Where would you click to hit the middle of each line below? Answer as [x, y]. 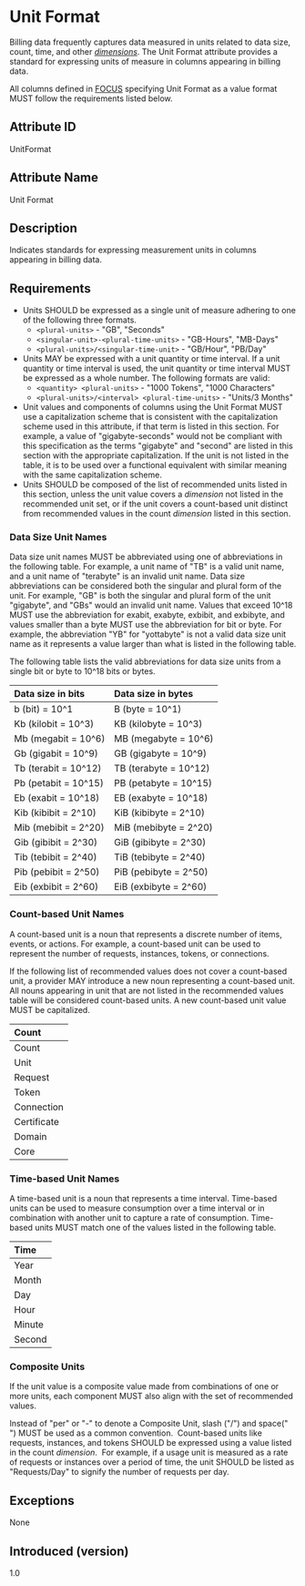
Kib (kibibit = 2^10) [56, 813]
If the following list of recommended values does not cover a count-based [148, 971]
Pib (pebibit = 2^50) [57, 872]
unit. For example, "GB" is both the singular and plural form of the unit [140, 596]
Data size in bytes [153, 694]
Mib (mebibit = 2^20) [59, 828]
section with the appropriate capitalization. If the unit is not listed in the [156, 455]
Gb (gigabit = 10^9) [56, 753]
